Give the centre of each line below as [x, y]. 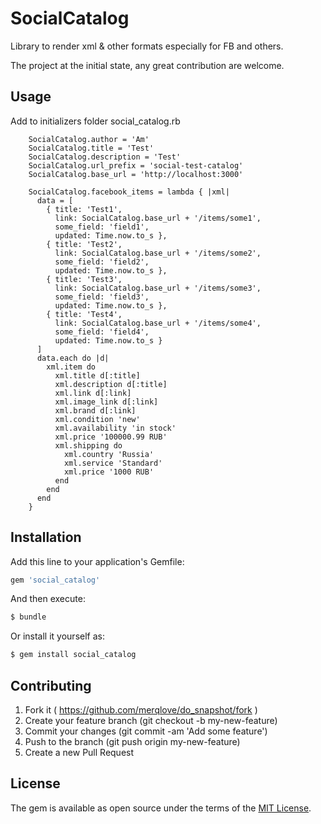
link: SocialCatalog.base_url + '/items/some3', [158, 288]
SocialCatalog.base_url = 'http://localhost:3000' [136, 174]
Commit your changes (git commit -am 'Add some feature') [146, 731]
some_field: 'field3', [102, 297]
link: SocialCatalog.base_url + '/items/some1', [158, 218]
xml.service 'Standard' [113, 463]
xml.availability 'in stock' [115, 428]
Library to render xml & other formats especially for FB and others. [147, 46]
